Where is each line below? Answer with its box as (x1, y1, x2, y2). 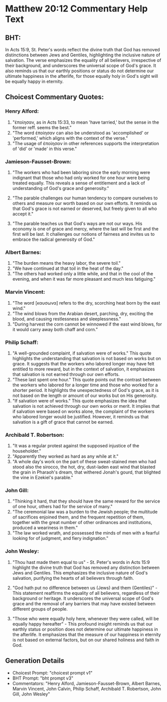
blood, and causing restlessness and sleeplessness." (12, 316, 121, 322)
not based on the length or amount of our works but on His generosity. (12, 392, 158, 398)
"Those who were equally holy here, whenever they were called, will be (12, 615, 160, 621)
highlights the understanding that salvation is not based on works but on (12, 355, 161, 361)
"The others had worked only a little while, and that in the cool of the (12, 271, 154, 277)
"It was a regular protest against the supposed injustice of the (12, 443, 140, 449)
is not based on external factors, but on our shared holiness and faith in (12, 637, 160, 643)
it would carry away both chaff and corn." (12, 326, 98, 332)
